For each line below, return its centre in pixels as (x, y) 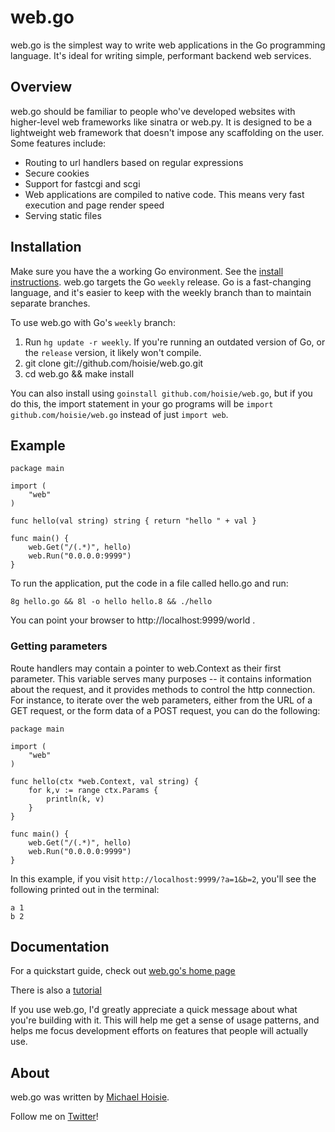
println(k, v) (75, 799)
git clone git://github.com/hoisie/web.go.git (114, 363)
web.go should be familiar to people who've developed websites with (153, 111)
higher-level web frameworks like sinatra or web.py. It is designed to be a (161, 122)
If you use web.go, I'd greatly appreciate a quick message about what (154, 1010)
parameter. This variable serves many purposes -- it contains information (161, 678)
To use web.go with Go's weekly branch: (93, 322)
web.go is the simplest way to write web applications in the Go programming (168, 45)
